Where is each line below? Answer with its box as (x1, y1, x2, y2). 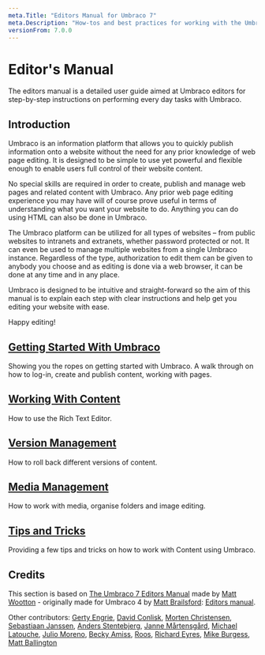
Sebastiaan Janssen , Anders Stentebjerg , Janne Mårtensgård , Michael (8, 621, 238, 631)
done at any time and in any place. (8, 270, 120, 280)
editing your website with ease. (8, 302, 110, 312)
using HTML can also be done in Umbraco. (8, 213, 147, 222)
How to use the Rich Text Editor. (8, 413, 112, 423)
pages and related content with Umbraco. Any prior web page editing (8, 187, 233, 198)
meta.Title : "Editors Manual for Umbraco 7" (8, 11, 157, 20)
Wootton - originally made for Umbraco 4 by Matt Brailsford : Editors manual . (8, 597, 256, 607)
